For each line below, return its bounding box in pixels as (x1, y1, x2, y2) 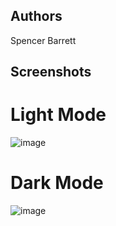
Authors (10, 8, 63, 25)
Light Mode (10, 104, 107, 126)
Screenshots (10, 64, 92, 81)
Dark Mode (10, 172, 104, 194)
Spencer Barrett (10, 34, 77, 46)
